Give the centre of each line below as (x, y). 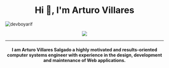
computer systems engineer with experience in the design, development (84, 55)
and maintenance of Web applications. (84, 60)
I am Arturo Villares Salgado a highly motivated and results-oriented (84, 49)
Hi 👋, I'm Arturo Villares (84, 10)
